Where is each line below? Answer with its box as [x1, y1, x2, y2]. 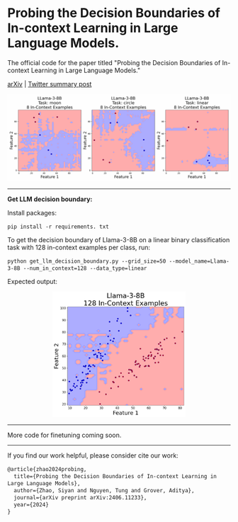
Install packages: [7, 209, 57, 217]
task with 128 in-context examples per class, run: [7, 243, 151, 252]
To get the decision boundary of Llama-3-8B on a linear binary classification [7, 236, 230, 244]
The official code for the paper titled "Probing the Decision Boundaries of [7, 58, 221, 67]
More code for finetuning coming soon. [7, 431, 122, 439]
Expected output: [7, 278, 58, 286]
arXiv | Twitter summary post [7, 79, 92, 88]
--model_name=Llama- [169, 258, 230, 265]
